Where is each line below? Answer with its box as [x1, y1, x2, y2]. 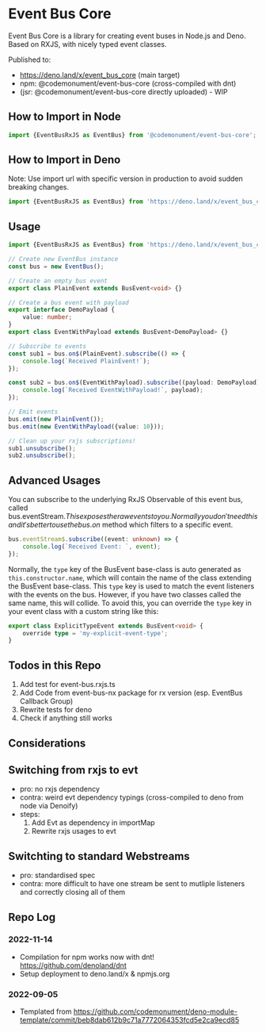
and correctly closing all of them [19, 888, 126, 897]
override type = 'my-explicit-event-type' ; [22, 629, 169, 637]
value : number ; [22, 313, 73, 321]
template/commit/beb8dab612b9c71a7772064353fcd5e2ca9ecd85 [19, 1015, 240, 1025]
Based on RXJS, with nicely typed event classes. [8, 39, 167, 48]
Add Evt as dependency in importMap [31, 818, 156, 827]
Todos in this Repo [8, 658, 101, 672]
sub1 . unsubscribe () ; [8, 444, 77, 452]
